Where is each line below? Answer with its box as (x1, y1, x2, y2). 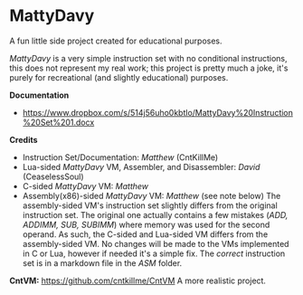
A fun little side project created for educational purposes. (9, 35, 223, 46)
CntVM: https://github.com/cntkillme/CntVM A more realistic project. (9, 275, 267, 286)
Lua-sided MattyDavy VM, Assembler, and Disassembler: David (22, 161, 260, 172)
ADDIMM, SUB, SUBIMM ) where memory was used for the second (22, 219, 270, 230)
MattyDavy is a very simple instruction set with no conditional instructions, (9, 52, 288, 63)
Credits (9, 134, 38, 145)
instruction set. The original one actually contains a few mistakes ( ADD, (22, 209, 289, 220)
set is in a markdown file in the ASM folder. (22, 257, 183, 268)
